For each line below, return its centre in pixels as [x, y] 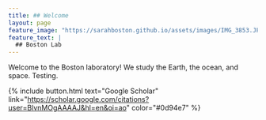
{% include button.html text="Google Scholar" [84, 91]
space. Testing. [33, 76]
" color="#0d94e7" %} [163, 108]
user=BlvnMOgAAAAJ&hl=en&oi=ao [67, 108]
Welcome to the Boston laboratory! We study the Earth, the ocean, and [123, 67]
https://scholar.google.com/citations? [88, 99]
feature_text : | [35, 37]
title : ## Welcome [38, 15]
